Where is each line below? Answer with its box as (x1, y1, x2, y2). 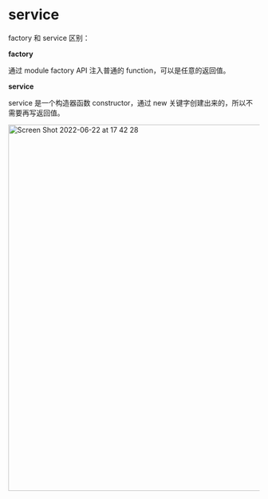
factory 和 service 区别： (8, 33, 90, 42)
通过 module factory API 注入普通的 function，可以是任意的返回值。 (8, 66, 231, 75)
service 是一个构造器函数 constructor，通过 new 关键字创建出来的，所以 (8, 98, 246, 107)
